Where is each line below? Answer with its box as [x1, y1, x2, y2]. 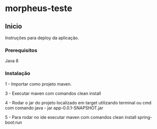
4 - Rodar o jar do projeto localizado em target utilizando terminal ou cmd [5, 100, 152, 105]
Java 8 [5, 58, 18, 64]
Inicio [5, 22, 22, 30]
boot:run [5, 119, 22, 125]
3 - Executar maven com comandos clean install [5, 90, 101, 96]
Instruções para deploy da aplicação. [5, 35, 79, 41]
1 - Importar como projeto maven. [5, 81, 72, 87]
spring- [137, 114, 153, 120]
